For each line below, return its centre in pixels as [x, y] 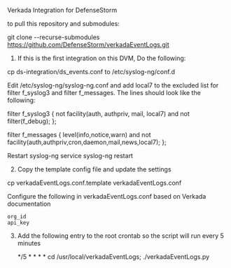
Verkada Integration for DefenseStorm [62, 10]
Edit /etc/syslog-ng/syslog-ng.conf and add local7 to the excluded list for [113, 85]
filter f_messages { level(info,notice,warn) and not [79, 135]
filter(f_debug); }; [32, 121]
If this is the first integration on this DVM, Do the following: [101, 58]
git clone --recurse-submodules [54, 37]
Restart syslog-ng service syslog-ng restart [70, 156]
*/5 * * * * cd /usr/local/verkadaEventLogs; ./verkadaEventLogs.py [113, 257]
